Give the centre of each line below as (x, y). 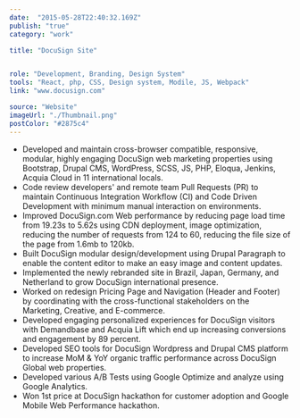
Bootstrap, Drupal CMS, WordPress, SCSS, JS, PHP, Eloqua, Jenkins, (149, 168)
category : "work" (42, 34)
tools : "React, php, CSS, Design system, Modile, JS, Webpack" (129, 83)
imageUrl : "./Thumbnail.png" (63, 115)
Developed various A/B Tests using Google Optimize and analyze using (153, 377)
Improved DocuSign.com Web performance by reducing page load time (154, 215)
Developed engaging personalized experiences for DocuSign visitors (148, 320)
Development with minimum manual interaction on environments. (142, 205)
